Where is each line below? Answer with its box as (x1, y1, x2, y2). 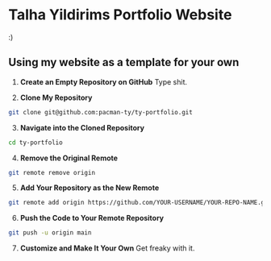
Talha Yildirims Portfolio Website (8, 6, 232, 24)
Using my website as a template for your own (8, 56, 240, 69)
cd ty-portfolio (8, 139, 63, 147)
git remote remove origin (8, 168, 95, 176)
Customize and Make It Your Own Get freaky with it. (19, 243, 195, 253)
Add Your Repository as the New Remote (19, 183, 160, 193)
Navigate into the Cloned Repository (19, 122, 145, 132)
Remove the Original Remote (19, 153, 119, 163)
